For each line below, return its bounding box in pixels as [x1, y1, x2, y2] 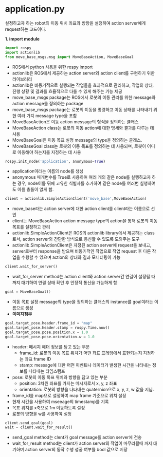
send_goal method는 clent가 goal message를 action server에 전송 [12, 435, 142, 440]
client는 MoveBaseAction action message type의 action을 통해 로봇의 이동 [12, 218, 158, 224]
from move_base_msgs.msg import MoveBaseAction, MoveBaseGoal [5, 55, 134, 59]
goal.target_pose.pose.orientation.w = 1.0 [5, 334, 95, 339]
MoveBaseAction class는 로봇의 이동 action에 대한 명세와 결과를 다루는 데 [12, 125, 154, 131]
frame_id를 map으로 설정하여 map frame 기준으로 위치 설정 [12, 392, 127, 398]
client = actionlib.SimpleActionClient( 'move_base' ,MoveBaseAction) [5, 196, 147, 201]
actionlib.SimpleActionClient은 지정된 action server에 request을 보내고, [12, 242, 152, 248]
